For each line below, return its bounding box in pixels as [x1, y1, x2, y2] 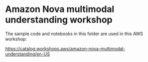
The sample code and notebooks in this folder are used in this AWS [5, 30, 144, 36]
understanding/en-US [5, 51, 50, 57]
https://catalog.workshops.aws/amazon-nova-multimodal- [5, 45, 126, 51]
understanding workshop [5, 14, 113, 25]
